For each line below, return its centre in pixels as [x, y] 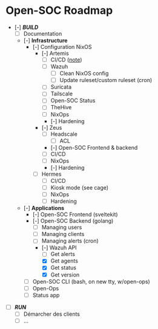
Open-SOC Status [73, 101]
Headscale [64, 134]
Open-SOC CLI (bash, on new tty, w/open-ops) [91, 281]
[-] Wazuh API [59, 248]
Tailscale [62, 94]
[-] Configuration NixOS [62, 47]
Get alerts [63, 254]
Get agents [64, 261]
